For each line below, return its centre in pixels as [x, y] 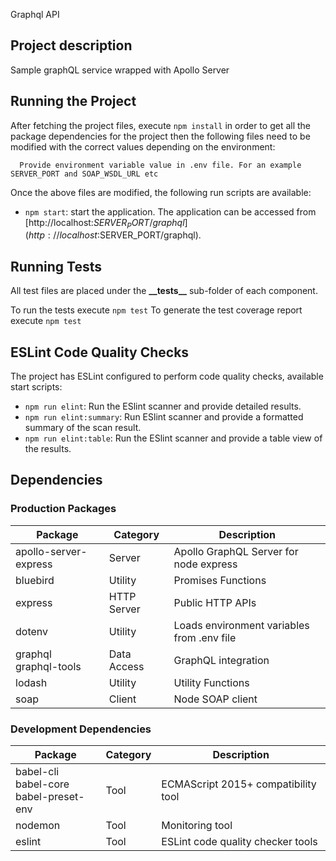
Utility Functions [211, 682]
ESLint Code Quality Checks [100, 352]
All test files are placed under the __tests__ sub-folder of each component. [164, 291]
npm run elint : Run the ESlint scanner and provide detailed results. [163, 406]
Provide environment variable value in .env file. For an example [160, 165]
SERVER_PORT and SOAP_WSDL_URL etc [84, 174]
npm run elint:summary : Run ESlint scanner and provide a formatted [164, 417]
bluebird [35, 580]
